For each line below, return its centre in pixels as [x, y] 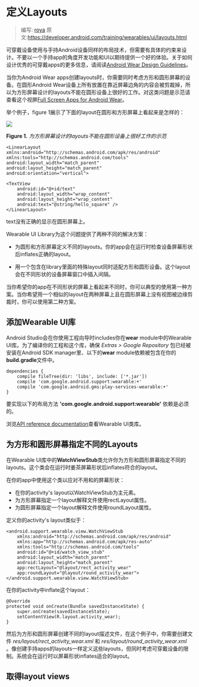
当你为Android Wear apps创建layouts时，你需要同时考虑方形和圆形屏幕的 [96, 77]
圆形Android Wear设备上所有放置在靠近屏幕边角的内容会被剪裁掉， [104, 84]
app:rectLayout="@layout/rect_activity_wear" [74, 568]
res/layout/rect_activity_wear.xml [53, 641]
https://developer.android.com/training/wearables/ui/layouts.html [107, 37]
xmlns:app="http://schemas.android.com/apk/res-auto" [85, 541]
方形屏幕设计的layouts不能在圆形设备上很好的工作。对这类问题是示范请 [103, 92]
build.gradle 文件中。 [32, 360]
